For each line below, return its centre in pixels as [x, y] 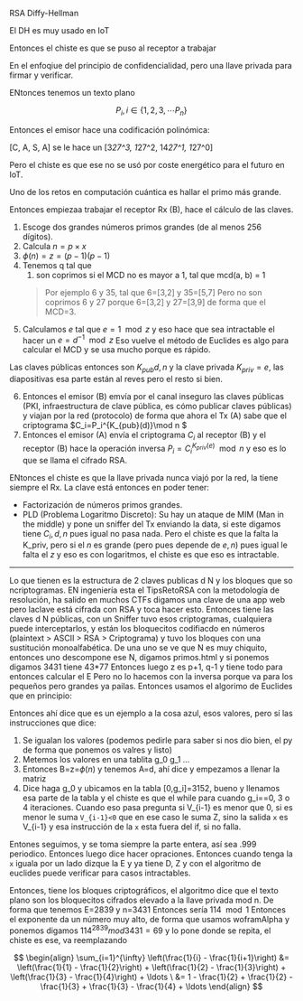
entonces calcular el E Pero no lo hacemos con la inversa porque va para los [151, 677]
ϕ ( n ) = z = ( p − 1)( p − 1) [66, 256]
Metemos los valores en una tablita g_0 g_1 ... [106, 760]
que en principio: [41, 696]
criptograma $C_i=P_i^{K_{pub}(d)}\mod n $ [105, 426]
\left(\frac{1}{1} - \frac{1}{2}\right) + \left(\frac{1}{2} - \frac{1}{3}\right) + [151, 967]
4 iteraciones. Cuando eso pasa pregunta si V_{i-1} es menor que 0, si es [157, 808]
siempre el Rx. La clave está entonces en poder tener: [110, 487]
